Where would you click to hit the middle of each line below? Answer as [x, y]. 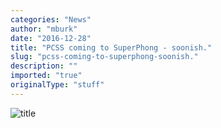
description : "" [44, 66]
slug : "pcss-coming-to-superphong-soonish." [104, 57]
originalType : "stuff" [57, 85]
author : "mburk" [44, 29]
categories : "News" [51, 19]
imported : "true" [46, 76]
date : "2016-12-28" [51, 38]
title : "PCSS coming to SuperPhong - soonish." [111, 47]
